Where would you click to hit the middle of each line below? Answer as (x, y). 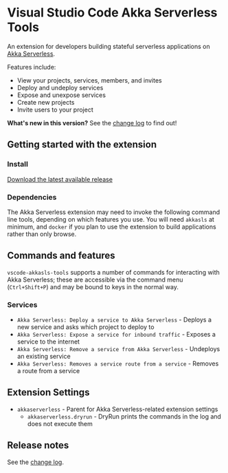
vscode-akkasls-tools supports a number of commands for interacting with (113, 272)
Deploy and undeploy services (60, 87)
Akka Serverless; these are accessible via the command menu (95, 280)
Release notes (38, 445)
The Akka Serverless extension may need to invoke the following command (114, 212)
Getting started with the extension (82, 145)
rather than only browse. (42, 234)
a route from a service (48, 371)
